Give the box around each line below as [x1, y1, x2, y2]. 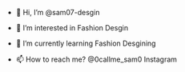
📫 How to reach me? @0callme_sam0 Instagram [15, 54, 178, 64]
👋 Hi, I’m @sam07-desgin [15, 8, 100, 17]
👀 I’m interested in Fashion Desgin [15, 23, 129, 32]
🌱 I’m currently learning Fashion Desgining [15, 38, 156, 48]
